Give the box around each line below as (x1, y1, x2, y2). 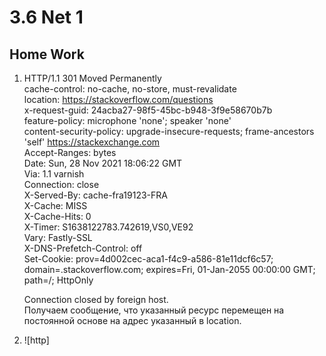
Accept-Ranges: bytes (23, 147, 117, 158)
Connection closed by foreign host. (23, 294, 169, 305)
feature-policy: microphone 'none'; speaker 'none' (23, 115, 232, 126)
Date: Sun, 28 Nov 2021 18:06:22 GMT (23, 157, 183, 169)
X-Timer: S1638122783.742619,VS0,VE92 (23, 221, 194, 233)
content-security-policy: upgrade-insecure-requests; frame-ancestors (23, 126, 315, 137)
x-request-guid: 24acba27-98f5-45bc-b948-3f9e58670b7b (23, 104, 273, 116)
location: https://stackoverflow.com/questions (23, 94, 214, 105)
